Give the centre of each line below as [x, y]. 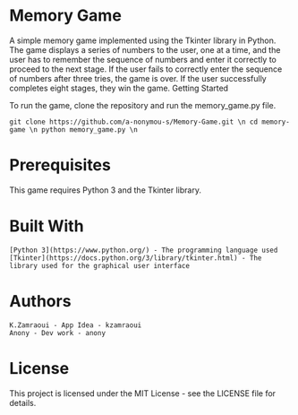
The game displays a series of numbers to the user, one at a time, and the [145, 49]
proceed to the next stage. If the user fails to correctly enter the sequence [146, 69]
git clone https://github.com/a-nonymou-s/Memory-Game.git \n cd [133, 122]
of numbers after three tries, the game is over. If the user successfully [138, 78]
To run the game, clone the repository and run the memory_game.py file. [143, 105]
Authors [40, 301]
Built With [47, 226]
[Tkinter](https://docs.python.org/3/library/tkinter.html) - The [136, 258]
